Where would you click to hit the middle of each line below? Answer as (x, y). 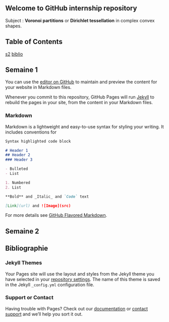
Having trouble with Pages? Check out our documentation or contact (76, 308)
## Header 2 (18, 155)
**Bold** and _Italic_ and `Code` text (47, 197)
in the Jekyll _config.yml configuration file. (50, 285)
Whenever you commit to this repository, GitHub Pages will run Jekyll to (80, 97)
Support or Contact (30, 298)
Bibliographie (27, 248)
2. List (13, 187)
